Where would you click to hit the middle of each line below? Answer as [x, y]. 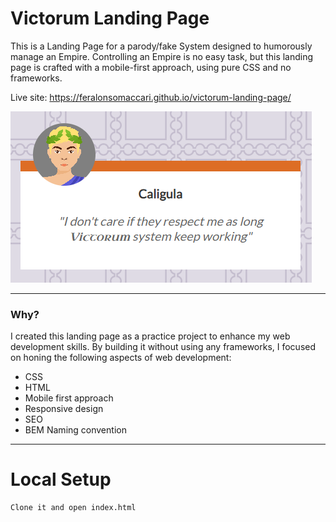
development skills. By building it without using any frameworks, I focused [163, 347]
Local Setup [61, 479]
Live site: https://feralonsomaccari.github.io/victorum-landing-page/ [151, 97]
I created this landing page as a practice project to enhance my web [150, 336]
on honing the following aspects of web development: [121, 358]
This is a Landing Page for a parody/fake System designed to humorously [161, 46]
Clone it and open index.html [73, 508]
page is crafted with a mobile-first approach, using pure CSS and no [151, 67]
